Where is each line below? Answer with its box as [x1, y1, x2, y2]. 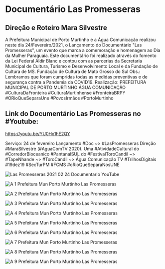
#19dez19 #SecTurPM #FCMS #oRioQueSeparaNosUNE [5, 161, 120, 167]
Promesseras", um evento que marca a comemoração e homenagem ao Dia [5, 47, 161, 53]
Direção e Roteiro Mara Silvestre [5, 23, 107, 32]
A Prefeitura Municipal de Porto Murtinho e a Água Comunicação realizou [5, 36, 156, 42]
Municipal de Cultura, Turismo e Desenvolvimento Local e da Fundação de [5, 63, 158, 69]
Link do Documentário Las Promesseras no [5, 109, 141, 118]
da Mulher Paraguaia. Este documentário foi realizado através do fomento [5, 52, 157, 58]
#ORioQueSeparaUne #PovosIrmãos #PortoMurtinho [5, 95, 114, 101]
